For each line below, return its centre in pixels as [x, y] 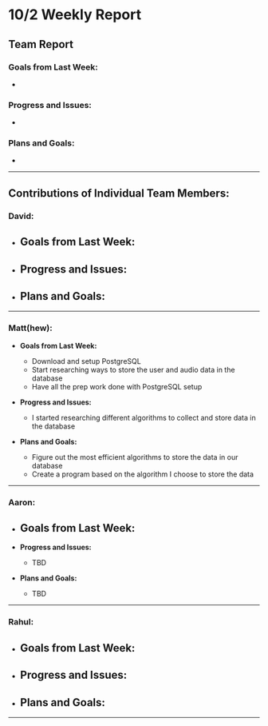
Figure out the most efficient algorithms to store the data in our [135, 457]
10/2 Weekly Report [75, 15]
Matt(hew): [31, 328]
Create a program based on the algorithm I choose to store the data [142, 474]
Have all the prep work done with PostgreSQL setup [117, 386]
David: [21, 216]
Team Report [41, 44]
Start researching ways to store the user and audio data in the [133, 369]
